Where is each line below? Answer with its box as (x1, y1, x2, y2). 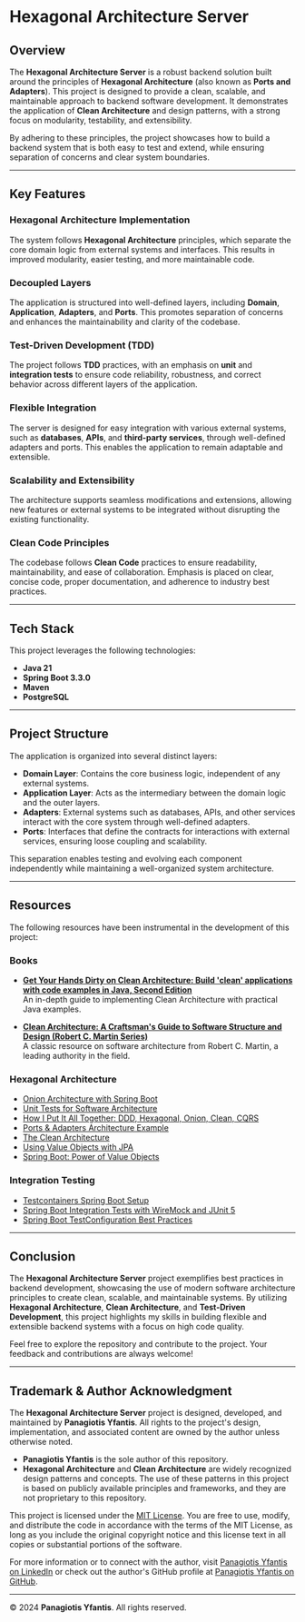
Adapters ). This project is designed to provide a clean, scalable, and (9, 86, 266, 96)
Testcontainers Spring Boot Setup (22, 1194, 150, 1205)
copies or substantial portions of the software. (9, 1539, 182, 1550)
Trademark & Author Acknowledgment (9, 1383, 232, 1399)
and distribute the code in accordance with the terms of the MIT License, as (9, 1519, 293, 1531)
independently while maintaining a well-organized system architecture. (9, 863, 274, 874)
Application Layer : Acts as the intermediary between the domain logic (22, 787, 287, 798)
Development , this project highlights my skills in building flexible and (9, 1311, 268, 1322)
